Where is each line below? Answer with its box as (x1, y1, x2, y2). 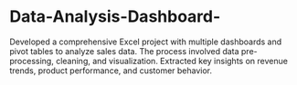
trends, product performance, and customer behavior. (9, 65, 213, 76)
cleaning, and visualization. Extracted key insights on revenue (56, 55, 288, 66)
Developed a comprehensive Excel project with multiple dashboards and (9, 36, 282, 47)
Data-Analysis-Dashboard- (9, 6, 221, 27)
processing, (9, 55, 55, 66)
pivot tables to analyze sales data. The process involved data (9, 45, 239, 56)
